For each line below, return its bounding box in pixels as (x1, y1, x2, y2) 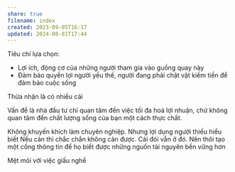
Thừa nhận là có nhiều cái (7, 92, 83, 101)
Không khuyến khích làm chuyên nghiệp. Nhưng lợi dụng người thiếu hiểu (7, 127, 222, 136)
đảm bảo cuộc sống (17, 79, 77, 87)
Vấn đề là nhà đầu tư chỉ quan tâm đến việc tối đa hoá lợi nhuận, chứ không (7, 106, 228, 114)
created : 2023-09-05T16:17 (7, 23, 87, 31)
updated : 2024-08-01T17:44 (7, 30, 87, 38)
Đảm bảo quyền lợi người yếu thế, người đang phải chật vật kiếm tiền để (17, 71, 228, 80)
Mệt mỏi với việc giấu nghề (7, 156, 87, 165)
